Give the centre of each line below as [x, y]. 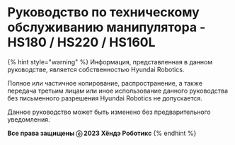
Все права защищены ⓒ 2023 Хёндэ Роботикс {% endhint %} [102, 133]
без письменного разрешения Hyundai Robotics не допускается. [105, 98]
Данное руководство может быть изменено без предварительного [109, 112]
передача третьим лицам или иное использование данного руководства [118, 91]
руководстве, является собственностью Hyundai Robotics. [96, 69]
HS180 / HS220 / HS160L [81, 42]
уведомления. [29, 119]
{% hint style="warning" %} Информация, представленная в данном [110, 62]
